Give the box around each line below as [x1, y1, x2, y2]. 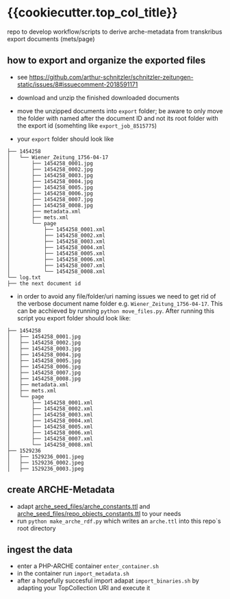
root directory [16, 524, 56, 532]
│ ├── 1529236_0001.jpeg [7, 453, 84, 460]
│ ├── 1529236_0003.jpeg [7, 465, 84, 472]
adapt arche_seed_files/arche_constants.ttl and [16, 502, 151, 510]
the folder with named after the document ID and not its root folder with [16, 114, 219, 122]
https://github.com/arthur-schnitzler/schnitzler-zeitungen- [29, 73, 194, 81]
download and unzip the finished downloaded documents [16, 93, 180, 102]
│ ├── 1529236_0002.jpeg [7, 459, 84, 466]
